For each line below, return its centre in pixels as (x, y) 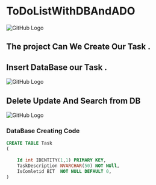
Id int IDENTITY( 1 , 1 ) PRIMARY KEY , (62, 160)
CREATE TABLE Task (29, 143)
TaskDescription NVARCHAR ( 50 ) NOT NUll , (68, 166)
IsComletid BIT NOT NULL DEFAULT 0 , (64, 171)
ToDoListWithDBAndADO (71, 11)
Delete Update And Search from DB (73, 101)
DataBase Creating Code (43, 131)
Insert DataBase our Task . (57, 67)
